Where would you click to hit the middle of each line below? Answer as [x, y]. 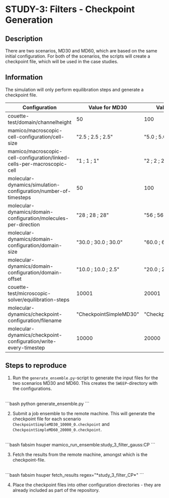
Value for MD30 [108, 107]
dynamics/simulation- [34, 184]
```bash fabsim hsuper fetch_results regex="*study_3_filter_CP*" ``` [75, 475]
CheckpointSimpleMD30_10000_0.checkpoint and [61, 424]
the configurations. [32, 388]
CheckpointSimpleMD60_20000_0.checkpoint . [57, 429]
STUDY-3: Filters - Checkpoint [70, 9]
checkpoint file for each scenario [47, 419]
